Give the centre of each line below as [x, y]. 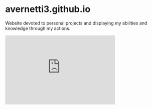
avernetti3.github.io [48, 9]
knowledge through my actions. [38, 28]
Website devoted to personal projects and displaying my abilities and [76, 23]
